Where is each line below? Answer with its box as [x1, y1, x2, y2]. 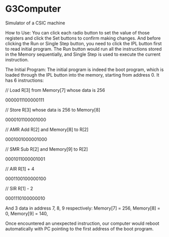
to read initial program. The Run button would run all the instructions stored [5, 46, 162, 52]
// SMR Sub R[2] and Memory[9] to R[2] [5, 146, 88, 152]
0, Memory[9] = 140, [5, 210, 48, 216]
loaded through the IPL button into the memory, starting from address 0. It [5, 72, 159, 78]
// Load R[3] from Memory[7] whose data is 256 [5, 87, 105, 93]
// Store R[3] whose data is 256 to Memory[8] [5, 107, 100, 113]
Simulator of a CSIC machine [5, 20, 65, 26]
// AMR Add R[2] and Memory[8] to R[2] [5, 126, 89, 132]
